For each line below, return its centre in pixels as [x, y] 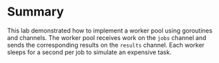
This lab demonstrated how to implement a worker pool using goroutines [110, 30]
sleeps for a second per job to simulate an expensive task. [89, 52]
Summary [35, 12]
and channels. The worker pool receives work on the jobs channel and [107, 37]
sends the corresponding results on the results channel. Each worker [106, 45]
